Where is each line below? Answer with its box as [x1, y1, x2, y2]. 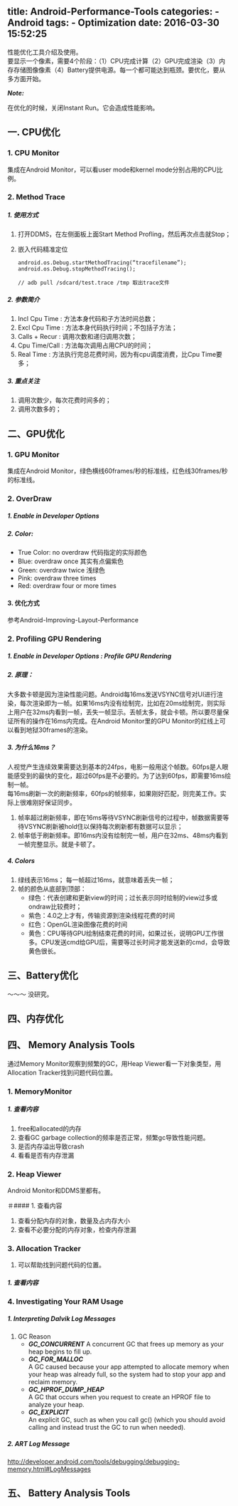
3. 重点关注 [7, 377, 40, 385]
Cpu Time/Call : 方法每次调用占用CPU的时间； [17, 341, 153, 350]
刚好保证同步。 [31, 798, 76, 807]
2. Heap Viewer [7, 1169, 62, 1179]
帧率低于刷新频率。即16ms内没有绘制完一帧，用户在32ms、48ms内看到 [17, 831, 229, 840]
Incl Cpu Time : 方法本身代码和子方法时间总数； [17, 315, 158, 323]
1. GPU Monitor [7, 449, 60, 459]
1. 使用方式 [7, 211, 39, 219]
